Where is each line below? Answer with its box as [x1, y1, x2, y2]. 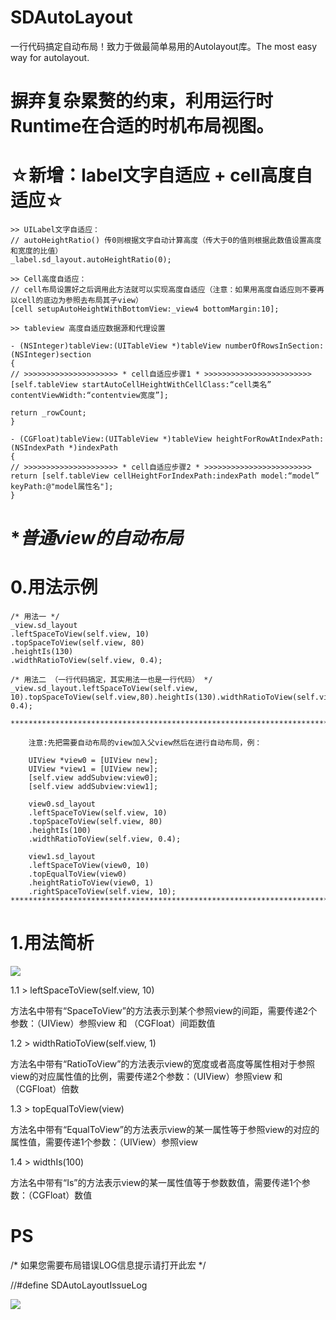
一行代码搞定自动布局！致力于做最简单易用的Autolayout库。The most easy [10, 40, 318, 52]
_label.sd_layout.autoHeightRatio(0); [10, 255, 172, 265]
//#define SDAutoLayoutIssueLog [10, 1279, 148, 1291]
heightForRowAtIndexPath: [216, 434, 325, 445]
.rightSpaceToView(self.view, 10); [28, 887, 177, 897]
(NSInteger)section [10, 350, 92, 360]
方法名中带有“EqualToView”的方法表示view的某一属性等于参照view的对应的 [10, 1124, 320, 1136]
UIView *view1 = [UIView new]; [28, 764, 159, 775]
